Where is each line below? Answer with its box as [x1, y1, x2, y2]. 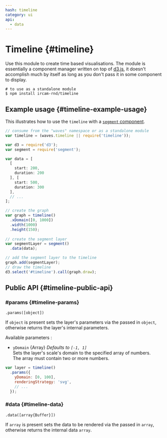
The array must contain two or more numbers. [12, 355, 109, 362]
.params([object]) [5, 311, 44, 316]
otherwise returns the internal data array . [5, 427, 92, 433]
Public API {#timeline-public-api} [5, 284, 114, 292]
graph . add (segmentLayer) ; [5, 260, 60, 265]
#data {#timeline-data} [5, 401, 64, 408]
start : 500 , [14, 179, 40, 185]
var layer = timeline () [5, 365, 56, 370]
